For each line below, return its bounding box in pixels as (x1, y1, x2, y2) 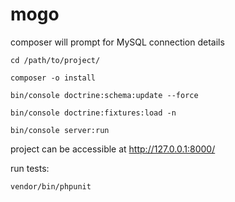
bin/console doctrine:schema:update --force (10, 90, 199, 100)
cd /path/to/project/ (10, 55, 101, 65)
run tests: (10, 162, 50, 174)
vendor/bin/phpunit (10, 181, 92, 192)
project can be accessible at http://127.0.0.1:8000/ (10, 143, 216, 155)
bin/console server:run (10, 125, 110, 135)
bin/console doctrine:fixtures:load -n (10, 108, 177, 118)
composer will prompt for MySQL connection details (10, 36, 225, 48)
